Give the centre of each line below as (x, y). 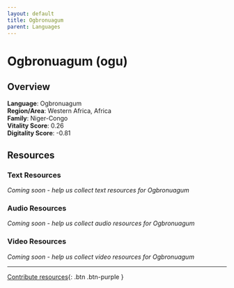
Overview (29, 87)
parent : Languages (34, 26)
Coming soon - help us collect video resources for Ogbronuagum (101, 257)
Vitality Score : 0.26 (36, 126)
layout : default (31, 14)
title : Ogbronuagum (36, 20)
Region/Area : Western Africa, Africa (59, 111)
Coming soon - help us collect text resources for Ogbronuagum (98, 190)
